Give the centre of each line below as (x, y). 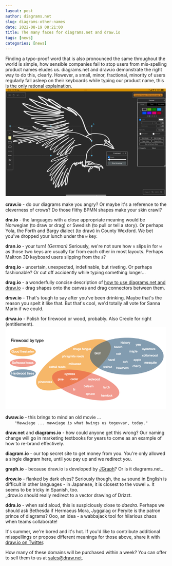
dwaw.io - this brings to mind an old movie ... (53, 417)
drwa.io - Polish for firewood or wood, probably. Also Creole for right (78, 318)
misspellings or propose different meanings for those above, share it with (83, 537)
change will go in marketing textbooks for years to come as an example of (84, 438)
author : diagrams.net (28, 16)
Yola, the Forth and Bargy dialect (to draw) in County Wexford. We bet (79, 231)
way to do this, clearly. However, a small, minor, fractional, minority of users (85, 75)
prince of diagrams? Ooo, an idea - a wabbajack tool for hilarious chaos (81, 516)
